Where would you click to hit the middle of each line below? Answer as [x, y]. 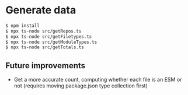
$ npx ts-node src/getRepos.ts [43, 31]
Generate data [41, 10]
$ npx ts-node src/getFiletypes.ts [49, 36]
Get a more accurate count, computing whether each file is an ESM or [98, 80]
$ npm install [23, 26]
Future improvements [46, 66]
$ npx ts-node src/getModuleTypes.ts [51, 42]
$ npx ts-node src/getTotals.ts [45, 47]
